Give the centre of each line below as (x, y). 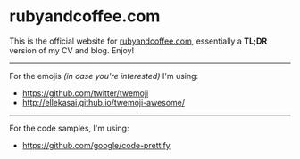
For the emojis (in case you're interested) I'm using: (104, 76)
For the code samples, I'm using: (69, 128)
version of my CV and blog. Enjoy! (72, 50)
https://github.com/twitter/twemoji (85, 93)
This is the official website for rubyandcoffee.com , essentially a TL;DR (138, 41)
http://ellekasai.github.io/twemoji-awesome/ (104, 102)
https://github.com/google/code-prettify (96, 145)
